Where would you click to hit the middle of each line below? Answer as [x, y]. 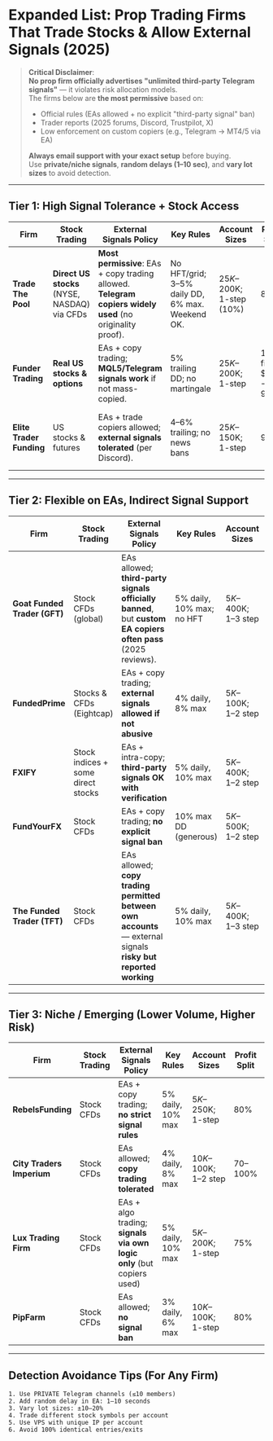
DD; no [183, 378]
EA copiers [143, 629]
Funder [26, 368]
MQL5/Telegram [130, 368]
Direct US [71, 273]
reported [139, 967]
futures [66, 447]
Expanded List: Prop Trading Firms [127, 15]
